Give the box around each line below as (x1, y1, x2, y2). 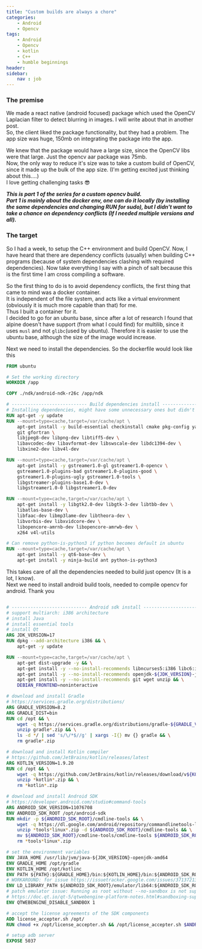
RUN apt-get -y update (6, 412, 63, 419)
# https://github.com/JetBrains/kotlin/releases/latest (6, 754, 149, 760)
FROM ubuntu (6, 363, 36, 369)
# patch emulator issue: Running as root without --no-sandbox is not (6, 888, 187, 895)
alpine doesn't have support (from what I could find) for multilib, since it (6, 321, 184, 328)
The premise (6, 96, 44, 104)
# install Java (6, 615, 44, 621)
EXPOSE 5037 (6, 938, 36, 944)
